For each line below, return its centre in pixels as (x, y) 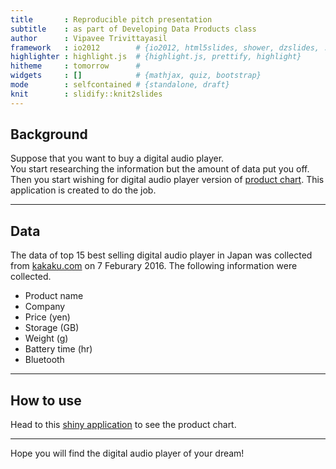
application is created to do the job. (83, 190)
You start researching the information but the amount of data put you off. (160, 169)
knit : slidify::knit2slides (86, 94)
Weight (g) (46, 338)
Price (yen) (47, 317)
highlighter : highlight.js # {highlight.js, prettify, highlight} (156, 57)
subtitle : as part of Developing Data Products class (133, 29)
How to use (46, 400)
